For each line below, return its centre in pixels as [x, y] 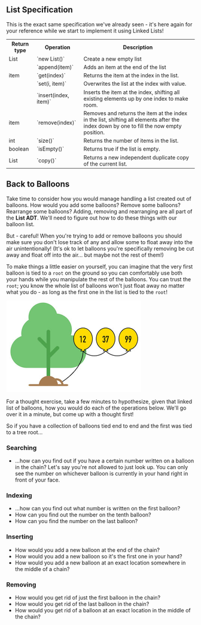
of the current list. [105, 164]
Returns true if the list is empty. [122, 149]
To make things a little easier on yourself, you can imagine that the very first [100, 266]
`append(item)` [55, 67]
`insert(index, [53, 95]
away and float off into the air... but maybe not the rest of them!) [85, 255]
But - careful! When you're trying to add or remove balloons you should [94, 236]
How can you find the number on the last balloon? [76, 521]
